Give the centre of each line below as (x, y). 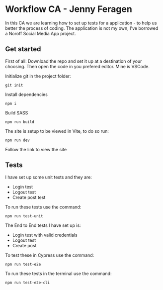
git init (14, 85)
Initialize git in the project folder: (38, 76)
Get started (23, 49)
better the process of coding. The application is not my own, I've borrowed (82, 28)
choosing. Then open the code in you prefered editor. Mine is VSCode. (78, 66)
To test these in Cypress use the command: (50, 255)
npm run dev (17, 140)
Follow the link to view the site (36, 149)
